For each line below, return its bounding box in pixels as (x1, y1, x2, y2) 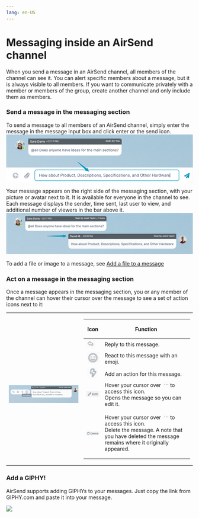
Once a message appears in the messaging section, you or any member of (6, 288, 188, 296)
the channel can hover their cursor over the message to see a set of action (6, 295, 188, 302)
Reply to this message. (104, 341, 160, 348)
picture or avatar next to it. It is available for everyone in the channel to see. (6, 194, 191, 201)
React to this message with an (104, 351, 178, 359)
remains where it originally (104, 439, 169, 446)
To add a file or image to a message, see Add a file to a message (6, 260, 164, 267)
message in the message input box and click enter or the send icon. (6, 127, 172, 135)
